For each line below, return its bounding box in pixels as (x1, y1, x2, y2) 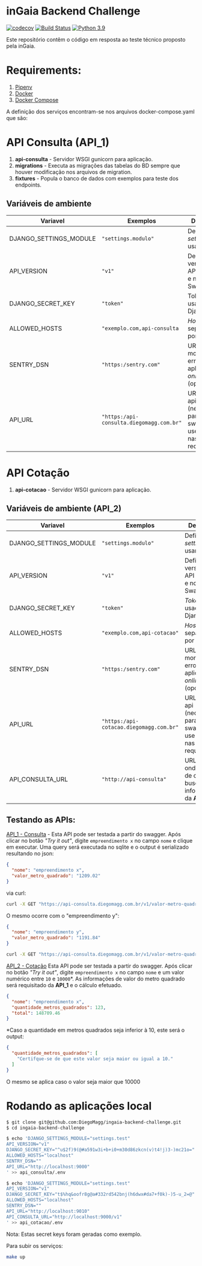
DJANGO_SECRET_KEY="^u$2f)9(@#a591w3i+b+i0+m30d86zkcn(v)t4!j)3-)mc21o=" (6, 1147, 195, 1153)
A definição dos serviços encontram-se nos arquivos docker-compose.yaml (6, 107, 195, 115)
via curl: (6, 889, 26, 897)
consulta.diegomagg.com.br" (102, 419, 182, 426)
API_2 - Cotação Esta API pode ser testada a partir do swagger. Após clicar (6, 962, 193, 970)
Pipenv (14, 83, 32, 91)
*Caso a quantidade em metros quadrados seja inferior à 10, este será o (6, 1026, 185, 1034)
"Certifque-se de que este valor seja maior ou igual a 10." (17, 1056, 173, 1062)
